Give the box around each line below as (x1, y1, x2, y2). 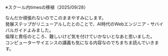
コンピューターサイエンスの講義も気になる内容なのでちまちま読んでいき (5, 40, 155, 46)
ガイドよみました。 (14, 27, 54, 33)
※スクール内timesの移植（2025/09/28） (5, 4, 89, 10)
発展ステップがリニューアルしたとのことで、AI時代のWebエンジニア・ (5, 21, 151, 27)
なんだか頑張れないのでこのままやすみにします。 (5, 15, 107, 21)
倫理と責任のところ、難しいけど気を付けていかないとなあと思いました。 (5, 34, 155, 39)
